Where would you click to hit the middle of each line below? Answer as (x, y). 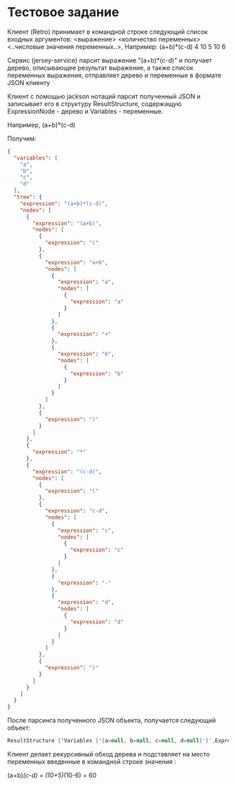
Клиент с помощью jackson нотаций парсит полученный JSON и (104, 96)
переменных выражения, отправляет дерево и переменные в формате (114, 75)
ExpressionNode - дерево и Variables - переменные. (85, 111)
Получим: (22, 138)
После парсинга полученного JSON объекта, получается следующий (112, 721)
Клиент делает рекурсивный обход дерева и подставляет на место (109, 754)
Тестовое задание (63, 12)
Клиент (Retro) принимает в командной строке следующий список (108, 32)
